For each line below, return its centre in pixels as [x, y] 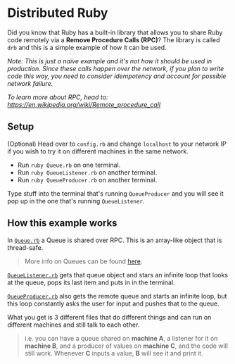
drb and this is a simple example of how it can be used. [87, 47]
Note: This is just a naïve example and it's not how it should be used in [110, 61]
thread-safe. [25, 247]
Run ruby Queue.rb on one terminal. [69, 165]
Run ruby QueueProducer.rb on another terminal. [87, 180]
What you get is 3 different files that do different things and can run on [109, 317]
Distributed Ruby [58, 13]
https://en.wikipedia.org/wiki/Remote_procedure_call [84, 104]
